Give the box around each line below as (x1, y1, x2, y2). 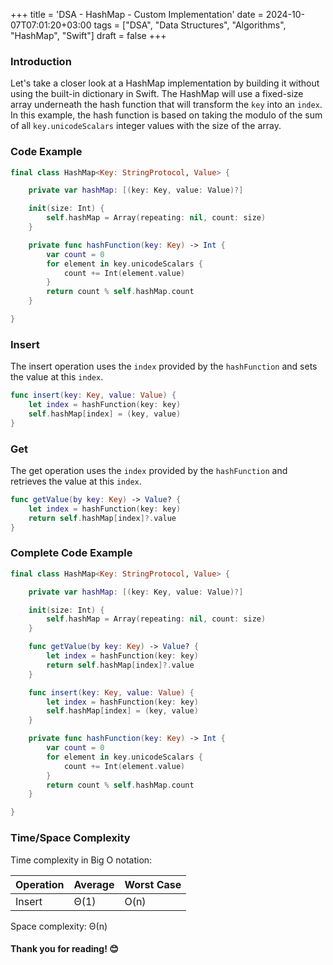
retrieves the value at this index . (10, 475, 142, 488)
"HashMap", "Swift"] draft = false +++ (10, 30, 167, 41)
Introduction (10, 54, 72, 68)
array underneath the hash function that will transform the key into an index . (10, 99, 323, 111)
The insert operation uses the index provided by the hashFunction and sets (10, 360, 318, 373)
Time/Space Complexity (10, 831, 131, 845)
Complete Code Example (10, 546, 133, 560)
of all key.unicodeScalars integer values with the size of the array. (10, 120, 282, 132)
